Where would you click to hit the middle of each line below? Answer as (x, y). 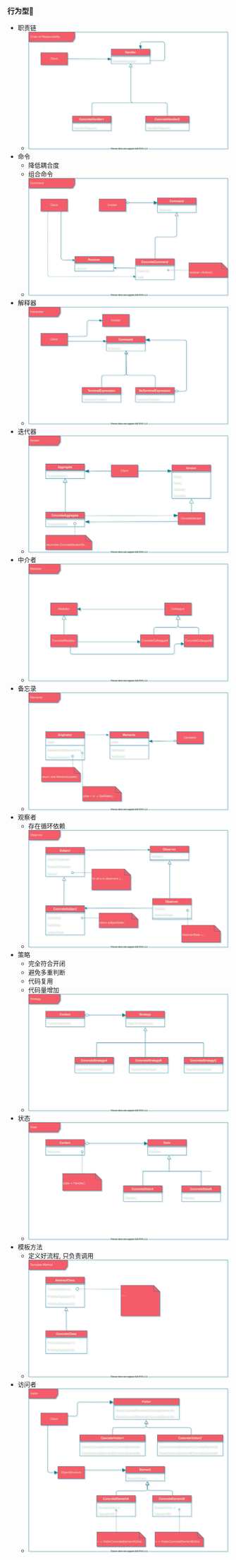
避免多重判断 (46, 972)
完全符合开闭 (46, 963)
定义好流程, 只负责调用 (61, 1256)
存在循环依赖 (46, 826)
